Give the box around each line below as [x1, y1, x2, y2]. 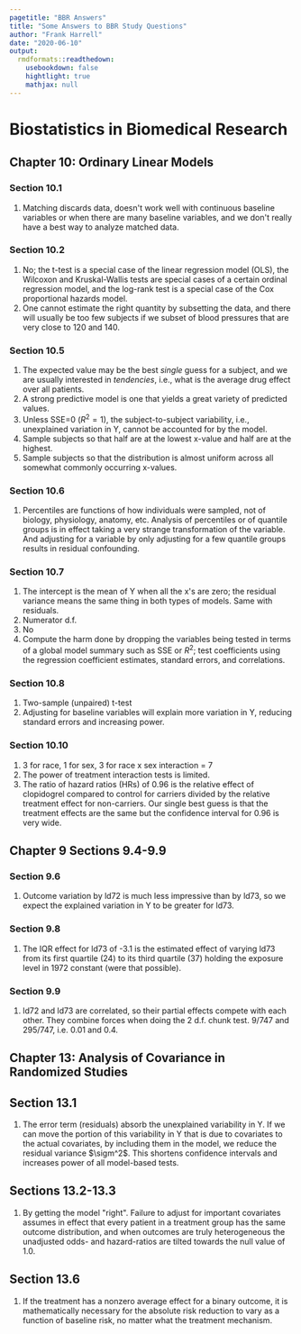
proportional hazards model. [22, 293, 128, 304]
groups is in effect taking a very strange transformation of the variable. [22, 524, 286, 535]
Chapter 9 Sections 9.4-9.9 [9, 843, 167, 858]
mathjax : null [25, 80, 78, 89]
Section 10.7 [9, 565, 65, 577]
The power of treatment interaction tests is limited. [22, 769, 210, 780]
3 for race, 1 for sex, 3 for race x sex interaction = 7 [22, 759, 214, 770]
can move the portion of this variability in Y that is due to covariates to [22, 1129, 283, 1139]
